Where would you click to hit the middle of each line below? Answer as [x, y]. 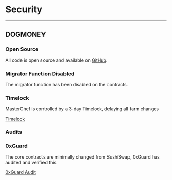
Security [24, 9]
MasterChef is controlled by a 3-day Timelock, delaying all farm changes [82, 109]
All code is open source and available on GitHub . [57, 60]
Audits [14, 132]
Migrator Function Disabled [40, 74]
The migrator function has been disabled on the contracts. [67, 84]
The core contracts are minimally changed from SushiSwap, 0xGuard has [82, 157]
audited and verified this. [31, 163]
